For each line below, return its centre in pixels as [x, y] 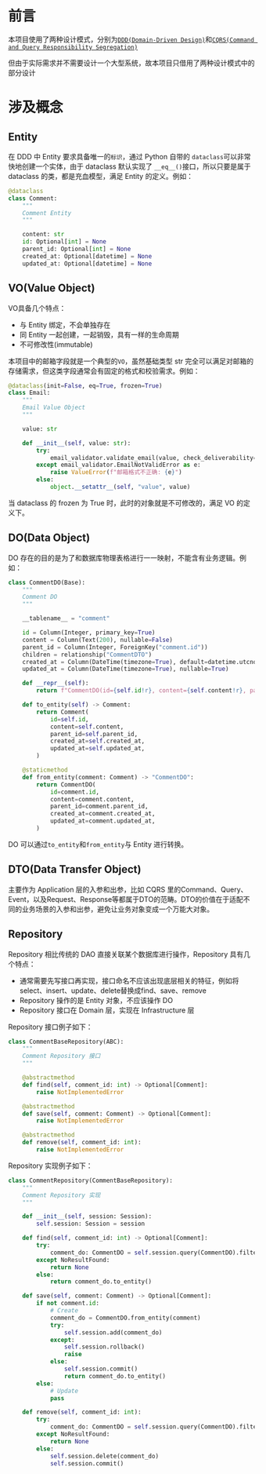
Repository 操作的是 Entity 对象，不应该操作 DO [96, 1000]
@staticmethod [45, 770]
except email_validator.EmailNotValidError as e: [119, 465]
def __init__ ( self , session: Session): [87, 1217]
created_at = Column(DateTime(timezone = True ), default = [115, 662]
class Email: [29, 393]
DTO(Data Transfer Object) [75, 869]
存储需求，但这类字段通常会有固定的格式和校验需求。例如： [104, 370]
